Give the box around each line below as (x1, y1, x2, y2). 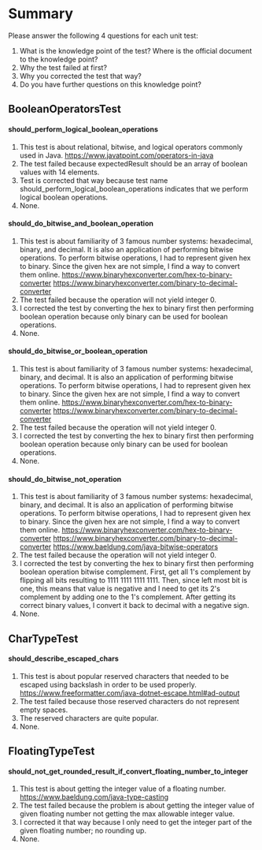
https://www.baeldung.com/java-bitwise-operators (53, 542, 219, 552)
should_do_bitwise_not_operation (8, 474, 122, 483)
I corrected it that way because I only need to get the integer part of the (19, 818, 253, 827)
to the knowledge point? (19, 54, 98, 64)
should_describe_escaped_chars (8, 654, 120, 663)
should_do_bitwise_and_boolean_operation (8, 218, 153, 229)
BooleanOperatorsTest (8, 103, 122, 116)
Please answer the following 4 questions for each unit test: (8, 31, 198, 40)
